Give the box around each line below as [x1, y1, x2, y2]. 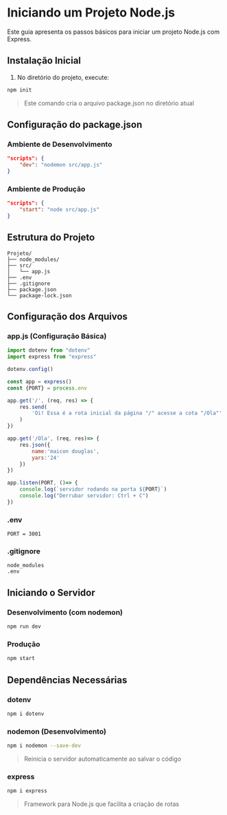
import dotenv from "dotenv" [7, 347, 91, 354]
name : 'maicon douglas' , [32, 447, 99, 455]
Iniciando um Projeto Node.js [7, 5, 176, 21]
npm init [7, 86, 32, 94]
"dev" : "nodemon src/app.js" [19, 162, 103, 169]
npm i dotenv [7, 710, 45, 717]
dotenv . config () [7, 366, 53, 373]
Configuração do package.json [7, 119, 143, 131]
